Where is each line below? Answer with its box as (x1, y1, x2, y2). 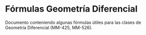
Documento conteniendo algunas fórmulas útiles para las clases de (5, 19, 142, 25)
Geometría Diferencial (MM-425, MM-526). (5, 24, 92, 30)
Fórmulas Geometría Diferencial (5, 3, 138, 15)
